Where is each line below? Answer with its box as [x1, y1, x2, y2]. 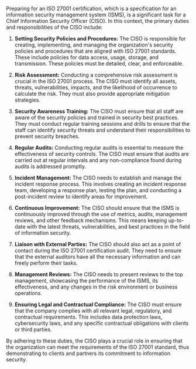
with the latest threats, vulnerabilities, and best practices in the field [26, 223, 190, 230]
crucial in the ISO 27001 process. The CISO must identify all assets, [14, 78, 177, 85]
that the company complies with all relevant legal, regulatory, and [14, 307, 172, 314]
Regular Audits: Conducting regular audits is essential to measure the [14, 144, 184, 151]
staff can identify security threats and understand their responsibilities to [14, 126, 191, 133]
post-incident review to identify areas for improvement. [14, 193, 148, 200]
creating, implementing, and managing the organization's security [14, 41, 174, 48]
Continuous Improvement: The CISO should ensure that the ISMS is [14, 204, 180, 211]
